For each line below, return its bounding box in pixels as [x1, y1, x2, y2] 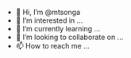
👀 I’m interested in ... [15, 16, 83, 25]
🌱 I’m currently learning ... [15, 24, 101, 33]
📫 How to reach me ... [15, 42, 90, 50]
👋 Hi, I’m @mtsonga [15, 8, 81, 16]
